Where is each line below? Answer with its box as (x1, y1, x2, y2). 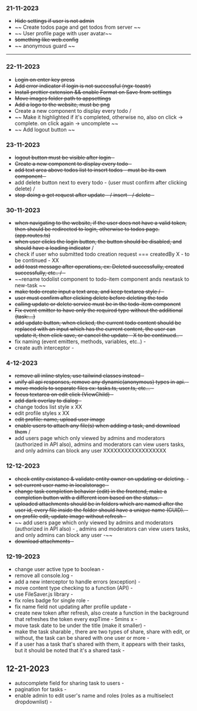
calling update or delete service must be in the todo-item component (14, 301, 181, 308)
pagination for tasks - (14, 686, 67, 693)
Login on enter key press (14, 76, 75, 83)
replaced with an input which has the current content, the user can (14, 326, 176, 333)
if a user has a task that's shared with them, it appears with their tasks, (14, 640, 186, 648)
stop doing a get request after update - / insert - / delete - (14, 191, 155, 198)
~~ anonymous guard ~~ (14, 42, 75, 49)
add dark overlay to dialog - (14, 397, 82, 404)
